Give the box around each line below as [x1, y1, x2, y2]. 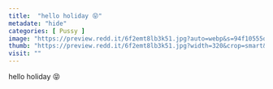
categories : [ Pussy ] [8, 27, 85, 35]
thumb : [8, 42, 31, 50]
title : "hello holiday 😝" [8, 11, 103, 20]
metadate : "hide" [8, 19, 67, 28]
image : [8, 34, 31, 43]
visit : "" [8, 49, 42, 57]
